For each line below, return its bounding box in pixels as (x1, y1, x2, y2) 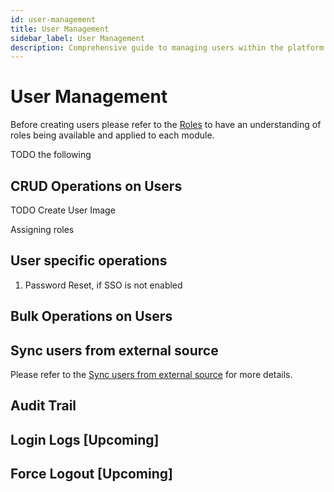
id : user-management (10, 14, 97, 25)
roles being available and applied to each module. (10, 129, 215, 141)
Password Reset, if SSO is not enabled (24, 279, 183, 291)
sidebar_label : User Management (10, 33, 145, 43)
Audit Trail (10, 397, 77, 415)
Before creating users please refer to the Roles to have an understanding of (10, 119, 322, 131)
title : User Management (10, 24, 110, 34)
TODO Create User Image (10, 204, 116, 216)
